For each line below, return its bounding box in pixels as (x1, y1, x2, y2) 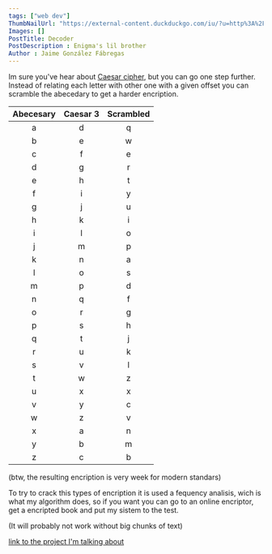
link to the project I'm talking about (8, 537, 125, 546)
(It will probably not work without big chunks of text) (8, 521, 184, 530)
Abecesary (12, 109, 57, 119)
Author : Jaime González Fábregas (8, 49, 125, 58)
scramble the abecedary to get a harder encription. (8, 89, 179, 98)
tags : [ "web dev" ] (8, 11, 70, 20)
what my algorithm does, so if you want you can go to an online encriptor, (8, 496, 254, 506)
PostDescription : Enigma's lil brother (8, 42, 147, 50)
